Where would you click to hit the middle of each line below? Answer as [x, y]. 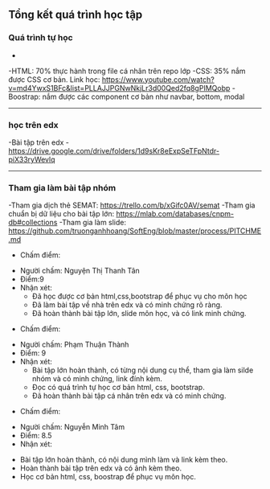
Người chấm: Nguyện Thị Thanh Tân [80, 271]
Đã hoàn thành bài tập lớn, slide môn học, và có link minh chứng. [139, 314]
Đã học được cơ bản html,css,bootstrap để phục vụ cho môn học [139, 296]
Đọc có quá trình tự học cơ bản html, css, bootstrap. [118, 388]
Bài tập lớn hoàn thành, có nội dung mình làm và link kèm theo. [124, 460]
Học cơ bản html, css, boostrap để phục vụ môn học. [108, 477]
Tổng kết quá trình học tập [76, 15]
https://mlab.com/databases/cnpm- [175, 214]
